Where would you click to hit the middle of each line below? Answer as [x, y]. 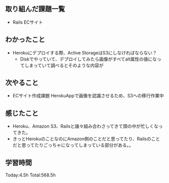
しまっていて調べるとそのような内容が [64, 65]
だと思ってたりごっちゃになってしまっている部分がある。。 [73, 145]
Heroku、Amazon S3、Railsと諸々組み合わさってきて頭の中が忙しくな [86, 126]
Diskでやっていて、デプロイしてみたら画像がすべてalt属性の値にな [89, 59]
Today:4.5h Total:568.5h [31, 175]
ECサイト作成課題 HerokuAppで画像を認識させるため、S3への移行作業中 [88, 96]
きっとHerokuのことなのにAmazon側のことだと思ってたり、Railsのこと [86, 139]
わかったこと [25, 40]
